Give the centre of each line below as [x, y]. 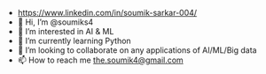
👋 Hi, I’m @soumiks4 [55, 22]
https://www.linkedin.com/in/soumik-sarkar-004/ [107, 13]
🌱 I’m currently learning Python [74, 41]
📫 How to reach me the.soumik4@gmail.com [100, 60]
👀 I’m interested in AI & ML [66, 31]
